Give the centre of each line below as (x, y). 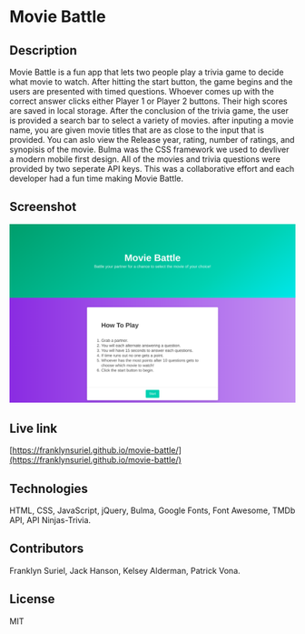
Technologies (49, 488)
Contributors (47, 549)
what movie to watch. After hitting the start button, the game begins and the (151, 82)
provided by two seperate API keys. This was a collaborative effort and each (152, 169)
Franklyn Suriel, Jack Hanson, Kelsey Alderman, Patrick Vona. (125, 570)
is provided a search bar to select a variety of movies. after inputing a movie (152, 121)
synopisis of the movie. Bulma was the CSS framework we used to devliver (149, 149)
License (32, 599)
